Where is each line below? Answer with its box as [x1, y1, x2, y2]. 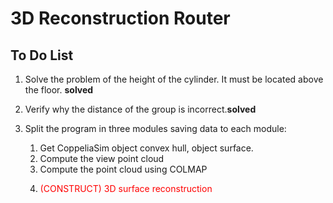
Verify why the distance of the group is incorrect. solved [24, 103, 257, 115]
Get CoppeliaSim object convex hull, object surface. [39, 142, 254, 154]
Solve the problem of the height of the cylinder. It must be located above [24, 73, 324, 85]
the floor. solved [24, 84, 94, 96]
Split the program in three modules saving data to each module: [24, 123, 287, 134]
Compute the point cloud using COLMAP [39, 163, 208, 175]
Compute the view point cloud [39, 153, 165, 164]
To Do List [10, 47, 74, 64]
